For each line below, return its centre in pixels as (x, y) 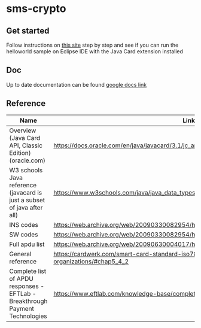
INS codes (24, 224)
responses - (27, 286)
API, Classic (26, 145)
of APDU (22, 278)
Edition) (20, 153)
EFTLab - (23, 293)
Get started (28, 31)
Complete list (28, 271)
